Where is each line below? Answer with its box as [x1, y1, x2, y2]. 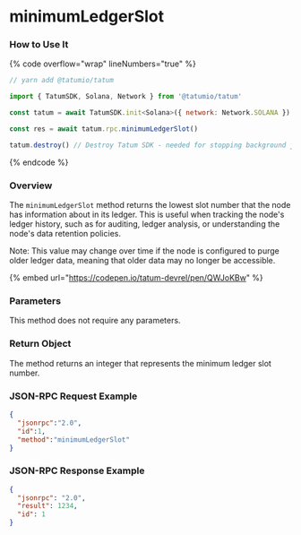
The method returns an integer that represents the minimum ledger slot [9, 358, 271, 368]
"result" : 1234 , [17, 502, 78, 511]
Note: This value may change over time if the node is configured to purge [9, 246, 279, 256]
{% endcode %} [9, 157, 69, 168]
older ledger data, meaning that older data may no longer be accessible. [9, 255, 276, 266]
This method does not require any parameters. [9, 315, 181, 326]
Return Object [9, 338, 72, 350]
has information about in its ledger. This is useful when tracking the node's [9, 209, 285, 220]
